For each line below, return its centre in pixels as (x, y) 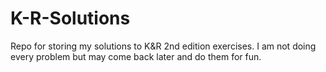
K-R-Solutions (70, 18)
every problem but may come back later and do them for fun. (136, 56)
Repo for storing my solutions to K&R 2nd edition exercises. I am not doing (163, 46)
